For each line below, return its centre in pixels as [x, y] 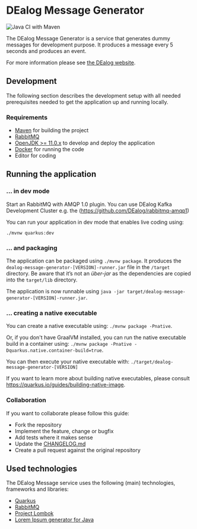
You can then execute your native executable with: [68, 362]
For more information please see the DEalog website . [71, 62]
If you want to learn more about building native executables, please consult [98, 378]
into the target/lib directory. [42, 280]
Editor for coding [35, 156]
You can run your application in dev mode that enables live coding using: [95, 222]
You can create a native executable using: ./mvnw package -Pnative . [89, 326]
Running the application [51, 174]
